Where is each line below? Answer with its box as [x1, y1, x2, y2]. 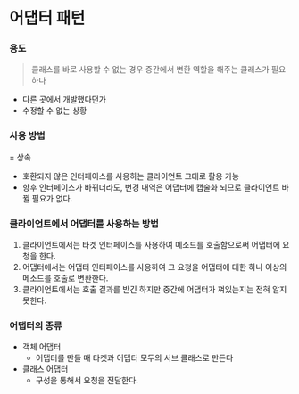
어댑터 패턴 [9, 8, 86, 29]
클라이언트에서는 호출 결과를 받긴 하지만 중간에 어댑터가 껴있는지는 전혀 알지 [21, 284, 287, 295]
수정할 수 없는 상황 [21, 105, 87, 116]
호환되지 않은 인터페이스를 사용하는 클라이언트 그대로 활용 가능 [21, 170, 239, 181]
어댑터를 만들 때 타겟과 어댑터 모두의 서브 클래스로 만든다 [35, 353, 234, 364]
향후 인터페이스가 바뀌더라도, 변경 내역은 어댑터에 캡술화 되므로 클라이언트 [21, 182, 280, 193]
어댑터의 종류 [9, 320, 62, 332]
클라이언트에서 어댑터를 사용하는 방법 [9, 218, 159, 230]
